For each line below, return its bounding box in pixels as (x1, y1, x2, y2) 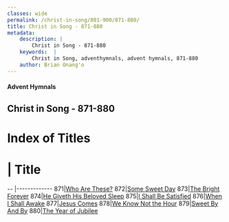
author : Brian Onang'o (19, 61, 85, 68)
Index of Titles (7, 130, 91, 145)
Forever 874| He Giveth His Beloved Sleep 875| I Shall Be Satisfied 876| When (7, 192, 222, 200)
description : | (19, 36, 63, 43)
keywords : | (19, 49, 57, 56)
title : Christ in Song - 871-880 (7, 23, 103, 30)
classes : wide (7, 10, 48, 17)
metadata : (7, 29, 36, 37)
